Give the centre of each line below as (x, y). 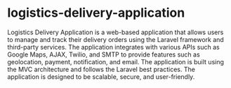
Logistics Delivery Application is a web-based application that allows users (115, 32)
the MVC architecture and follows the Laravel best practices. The (101, 69)
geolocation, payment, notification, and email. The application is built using (116, 61)
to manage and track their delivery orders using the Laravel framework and (116, 39)
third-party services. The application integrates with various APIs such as (113, 47)
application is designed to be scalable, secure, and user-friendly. (101, 76)
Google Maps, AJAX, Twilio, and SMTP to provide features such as (104, 54)
